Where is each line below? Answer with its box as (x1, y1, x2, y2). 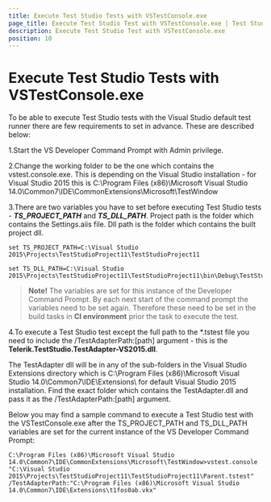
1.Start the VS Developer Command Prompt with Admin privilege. (8, 146, 224, 156)
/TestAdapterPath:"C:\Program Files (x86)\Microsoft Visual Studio (8, 479, 240, 487)
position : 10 (8, 34, 52, 43)
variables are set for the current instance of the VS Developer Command (8, 427, 249, 437)
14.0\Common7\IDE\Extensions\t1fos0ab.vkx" (8, 487, 157, 495)
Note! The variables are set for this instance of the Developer (27, 286, 232, 296)
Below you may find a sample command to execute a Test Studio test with (8, 410, 254, 420)
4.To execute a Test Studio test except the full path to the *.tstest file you (8, 327, 250, 337)
